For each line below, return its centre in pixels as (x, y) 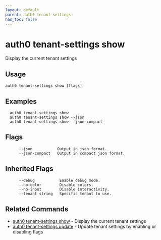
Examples (21, 101)
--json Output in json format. (63, 149)
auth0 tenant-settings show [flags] (44, 86)
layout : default (22, 10)
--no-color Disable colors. (56, 185)
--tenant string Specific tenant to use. (65, 194)
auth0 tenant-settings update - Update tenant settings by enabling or (84, 227)
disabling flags (28, 232)
